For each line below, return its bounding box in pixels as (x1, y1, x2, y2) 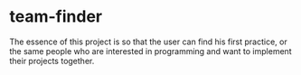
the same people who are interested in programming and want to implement (9, 45, 292, 56)
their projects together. (9, 55, 95, 66)
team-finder (9, 6, 102, 27)
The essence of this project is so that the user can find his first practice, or (9, 36, 287, 47)
